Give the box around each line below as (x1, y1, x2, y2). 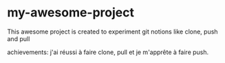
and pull (7, 34, 30, 42)
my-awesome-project (7, 5, 134, 21)
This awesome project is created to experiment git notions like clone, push (7, 27, 218, 36)
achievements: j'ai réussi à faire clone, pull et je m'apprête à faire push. (7, 48, 209, 56)
